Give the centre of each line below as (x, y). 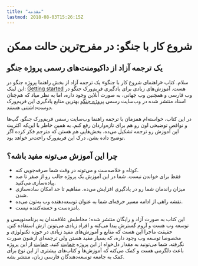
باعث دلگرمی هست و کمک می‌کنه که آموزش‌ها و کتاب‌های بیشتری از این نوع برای (95, 251)
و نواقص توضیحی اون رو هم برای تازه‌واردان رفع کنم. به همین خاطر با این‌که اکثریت (97, 125)
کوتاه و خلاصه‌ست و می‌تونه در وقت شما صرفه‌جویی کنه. (77, 170)
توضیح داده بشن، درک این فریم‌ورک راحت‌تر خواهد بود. (66, 137)
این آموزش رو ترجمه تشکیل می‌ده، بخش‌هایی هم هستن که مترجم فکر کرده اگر (93, 131)
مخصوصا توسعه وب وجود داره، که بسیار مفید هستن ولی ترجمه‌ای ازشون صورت (94, 238)
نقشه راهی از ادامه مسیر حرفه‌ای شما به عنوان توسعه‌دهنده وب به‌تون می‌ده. (99, 202)
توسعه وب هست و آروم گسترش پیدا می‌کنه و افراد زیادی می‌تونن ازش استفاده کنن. (98, 225)
